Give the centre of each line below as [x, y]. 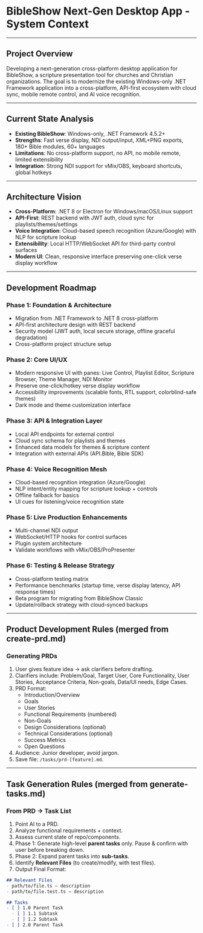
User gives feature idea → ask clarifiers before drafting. [84, 669]
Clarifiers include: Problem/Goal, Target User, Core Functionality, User [102, 676]
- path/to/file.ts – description [48, 886]
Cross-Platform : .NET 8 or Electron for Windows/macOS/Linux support [104, 212]
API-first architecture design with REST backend [75, 325]
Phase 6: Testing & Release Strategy [60, 566]
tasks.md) [26, 793]
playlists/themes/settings [46, 224]
